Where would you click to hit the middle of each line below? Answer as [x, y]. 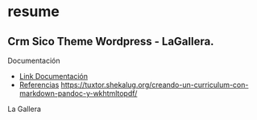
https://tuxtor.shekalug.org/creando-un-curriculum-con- [155, 85]
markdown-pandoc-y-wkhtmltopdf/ [78, 93]
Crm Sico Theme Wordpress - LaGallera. [111, 41]
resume [33, 12]
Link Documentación [54, 76]
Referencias [39, 85]
